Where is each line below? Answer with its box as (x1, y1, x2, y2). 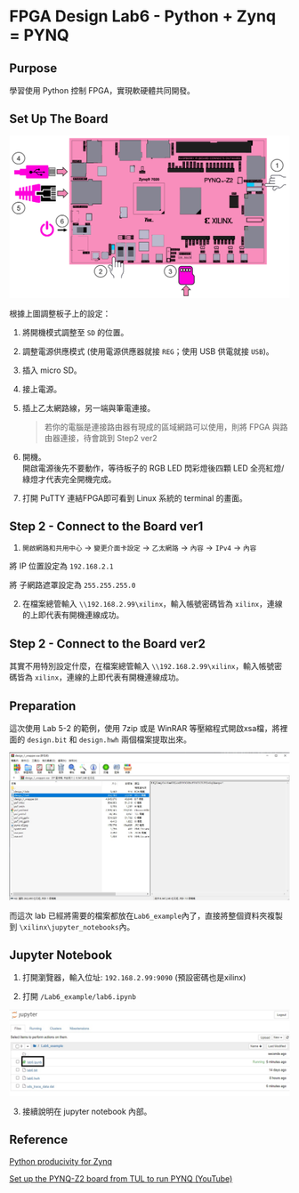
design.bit (26, 736, 68, 745)
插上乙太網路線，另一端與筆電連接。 (21, 402, 156, 413)
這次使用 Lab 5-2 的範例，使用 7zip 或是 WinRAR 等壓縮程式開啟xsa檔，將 (9, 723, 280, 734)
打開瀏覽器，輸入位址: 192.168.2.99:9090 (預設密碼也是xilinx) (21, 972, 246, 983)
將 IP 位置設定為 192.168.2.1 (9, 560, 114, 571)
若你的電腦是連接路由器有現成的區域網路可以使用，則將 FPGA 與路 (44, 421, 288, 432)
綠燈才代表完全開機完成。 (21, 473, 117, 484)
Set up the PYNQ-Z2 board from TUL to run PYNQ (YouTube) (9, 1173, 233, 1184)
